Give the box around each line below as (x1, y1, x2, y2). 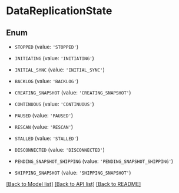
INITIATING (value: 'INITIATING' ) (14, 55, 94, 61)
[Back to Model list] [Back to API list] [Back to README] (6, 181, 141, 187)
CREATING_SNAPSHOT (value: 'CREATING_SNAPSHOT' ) (14, 89, 131, 96)
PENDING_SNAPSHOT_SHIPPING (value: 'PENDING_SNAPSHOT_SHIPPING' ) (14, 158, 174, 165)
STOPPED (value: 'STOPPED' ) (14, 43, 78, 50)
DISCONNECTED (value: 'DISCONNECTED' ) (14, 146, 105, 153)
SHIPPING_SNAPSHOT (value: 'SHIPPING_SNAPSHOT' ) (14, 169, 131, 176)
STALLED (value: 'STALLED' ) (14, 135, 78, 142)
